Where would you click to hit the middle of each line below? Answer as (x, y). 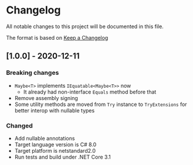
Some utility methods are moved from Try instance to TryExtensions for (101, 104)
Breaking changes (33, 73)
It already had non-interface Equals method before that (90, 92)
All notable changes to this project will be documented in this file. (85, 26)
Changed (20, 125)
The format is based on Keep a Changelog (57, 37)
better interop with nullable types (55, 110)
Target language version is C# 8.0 (55, 145)
